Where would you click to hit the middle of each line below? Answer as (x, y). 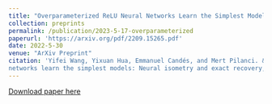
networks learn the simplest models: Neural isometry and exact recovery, (137, 69)
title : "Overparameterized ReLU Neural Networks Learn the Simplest (126, 16)
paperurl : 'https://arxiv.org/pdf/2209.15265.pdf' (96, 38)
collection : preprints (47, 23)
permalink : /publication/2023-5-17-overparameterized (101, 31)
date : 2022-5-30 (36, 46)
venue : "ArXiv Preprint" (50, 53)
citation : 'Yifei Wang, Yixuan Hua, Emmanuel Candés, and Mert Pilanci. (134, 61)
